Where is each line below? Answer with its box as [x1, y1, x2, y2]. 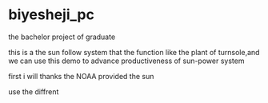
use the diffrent [8, 86, 59, 97]
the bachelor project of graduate [8, 32, 116, 42]
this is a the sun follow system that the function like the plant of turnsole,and [8, 47, 260, 57]
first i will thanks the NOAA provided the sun [8, 71, 154, 81]
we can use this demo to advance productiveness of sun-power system [8, 56, 245, 65]
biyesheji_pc [8, 6, 94, 24]
